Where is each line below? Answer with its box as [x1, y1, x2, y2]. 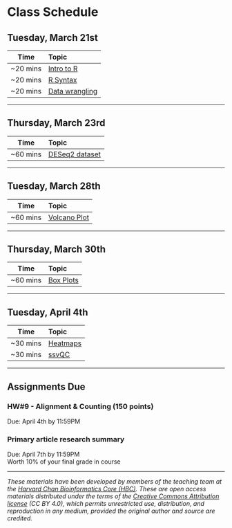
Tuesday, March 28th [7, 181, 101, 192]
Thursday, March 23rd [7, 117, 106, 129]
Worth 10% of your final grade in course [7, 457, 121, 466]
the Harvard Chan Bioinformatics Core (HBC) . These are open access [7, 485, 206, 493]
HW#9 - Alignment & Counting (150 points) [7, 401, 154, 411]
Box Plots [48, 275, 79, 285]
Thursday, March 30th [7, 244, 106, 255]
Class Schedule [7, 4, 99, 20]
